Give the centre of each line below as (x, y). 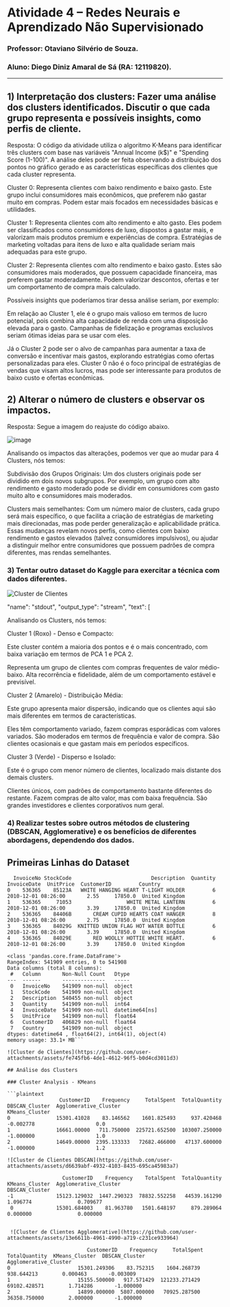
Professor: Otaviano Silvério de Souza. (73, 49)
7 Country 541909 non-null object (72, 1028)
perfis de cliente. (44, 129)
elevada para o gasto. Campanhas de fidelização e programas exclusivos (110, 328)
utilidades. (22, 210)
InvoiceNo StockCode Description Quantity (114, 879)
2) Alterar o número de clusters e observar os (106, 399)
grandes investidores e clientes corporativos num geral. (86, 805)
